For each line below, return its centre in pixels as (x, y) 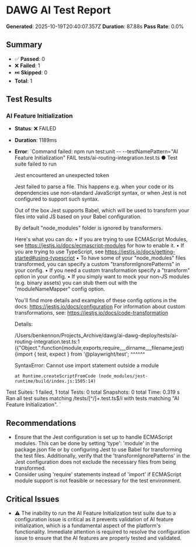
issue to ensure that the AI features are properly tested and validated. (98, 538)
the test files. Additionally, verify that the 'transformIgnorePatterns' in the (102, 456)
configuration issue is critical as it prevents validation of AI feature (94, 520)
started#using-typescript (45, 258)
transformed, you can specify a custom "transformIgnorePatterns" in (97, 264)
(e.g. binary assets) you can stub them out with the (76, 283)
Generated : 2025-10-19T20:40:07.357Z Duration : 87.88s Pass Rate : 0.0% (95, 26)
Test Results (29, 99)
